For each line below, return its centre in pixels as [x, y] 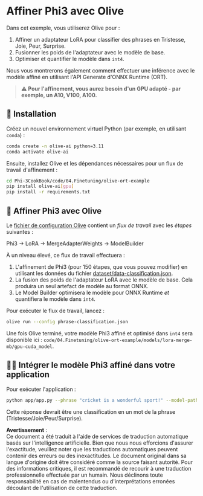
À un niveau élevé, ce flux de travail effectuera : [66, 255]
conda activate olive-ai [37, 152]
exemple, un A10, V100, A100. [59, 95]
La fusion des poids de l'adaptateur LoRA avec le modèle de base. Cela [104, 280]
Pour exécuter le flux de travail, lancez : [55, 311]
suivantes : [20, 231]
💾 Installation [31, 114]
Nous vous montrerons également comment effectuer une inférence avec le [101, 70]
